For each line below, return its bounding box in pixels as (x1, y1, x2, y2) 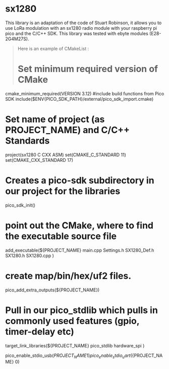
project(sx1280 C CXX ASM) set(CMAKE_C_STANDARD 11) (5, 152, 126, 158)
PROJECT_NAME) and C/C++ (5, 125, 130, 136)
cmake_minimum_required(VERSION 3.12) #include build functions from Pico (5, 90, 164, 96)
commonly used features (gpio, (5, 315, 140, 327)
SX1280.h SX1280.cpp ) (5, 253, 54, 259)
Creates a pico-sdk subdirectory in (5, 175, 155, 186)
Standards (5, 135, 50, 147)
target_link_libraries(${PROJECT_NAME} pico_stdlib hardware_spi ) (5, 342, 145, 348)
